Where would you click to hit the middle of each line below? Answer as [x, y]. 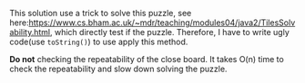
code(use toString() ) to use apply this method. [99, 41]
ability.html [30, 32]
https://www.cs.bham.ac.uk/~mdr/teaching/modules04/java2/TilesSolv [162, 23]
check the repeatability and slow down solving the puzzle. [118, 69]
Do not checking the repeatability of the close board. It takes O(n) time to [147, 59]
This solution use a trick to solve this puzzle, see [101, 13]
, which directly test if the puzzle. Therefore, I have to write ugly [169, 32]
